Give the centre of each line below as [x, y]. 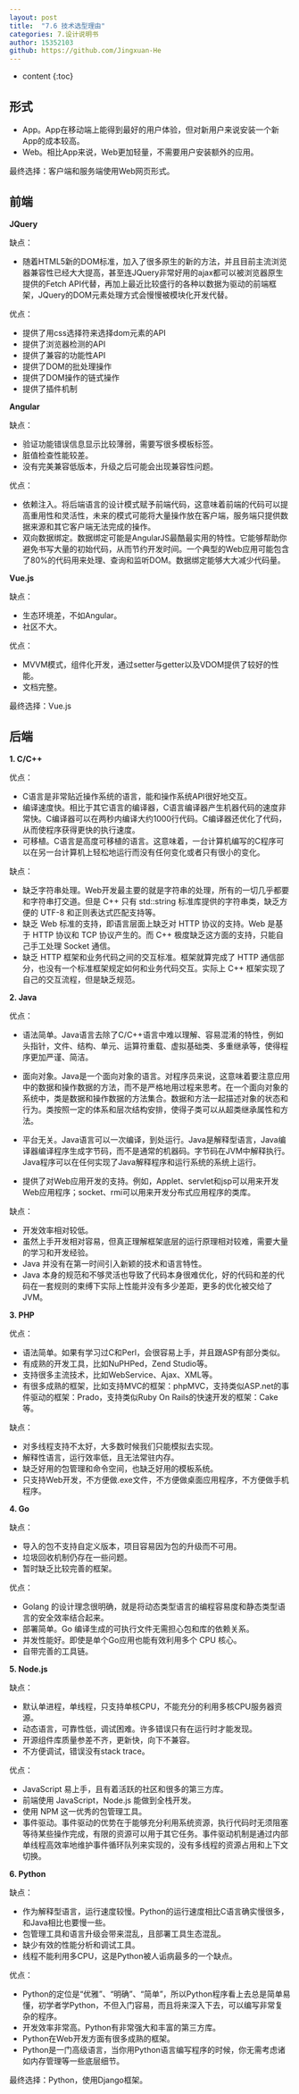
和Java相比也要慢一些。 [66, 1922]
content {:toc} [48, 76]
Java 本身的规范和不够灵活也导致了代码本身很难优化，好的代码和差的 [149, 1275]
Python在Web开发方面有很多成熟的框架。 [99, 2039]
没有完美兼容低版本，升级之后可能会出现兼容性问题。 [120, 466]
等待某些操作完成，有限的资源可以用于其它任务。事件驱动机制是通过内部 [155, 1833]
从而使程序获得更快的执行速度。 [81, 829]
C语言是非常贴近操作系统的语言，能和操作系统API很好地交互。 [137, 796]
